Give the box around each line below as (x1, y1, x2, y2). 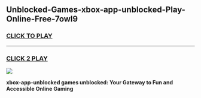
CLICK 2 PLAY (6, 54, 48, 62)
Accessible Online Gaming (6, 85, 74, 92)
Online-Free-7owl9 (6, 14, 78, 24)
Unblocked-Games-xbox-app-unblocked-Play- (6, 5, 185, 15)
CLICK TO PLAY (6, 32, 53, 40)
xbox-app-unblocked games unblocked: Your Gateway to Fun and (6, 78, 173, 86)
